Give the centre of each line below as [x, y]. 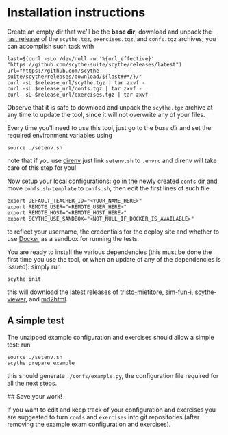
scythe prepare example [41, 363]
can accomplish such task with [51, 46]
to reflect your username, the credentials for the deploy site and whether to [113, 232]
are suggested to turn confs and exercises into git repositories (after [103, 417]
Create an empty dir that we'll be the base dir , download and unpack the [110, 32]
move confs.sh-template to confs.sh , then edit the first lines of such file [109, 188]
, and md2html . [47, 299]
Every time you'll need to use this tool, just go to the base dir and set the [109, 127]
